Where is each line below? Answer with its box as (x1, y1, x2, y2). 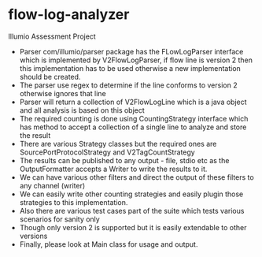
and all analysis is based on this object (19, 105, 146, 115)
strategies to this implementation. (19, 197, 128, 207)
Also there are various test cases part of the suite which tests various (19, 206, 245, 215)
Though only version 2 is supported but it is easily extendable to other (19, 222, 247, 232)
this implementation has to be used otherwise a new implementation (19, 63, 242, 73)
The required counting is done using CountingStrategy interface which (19, 114, 249, 123)
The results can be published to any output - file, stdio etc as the (19, 155, 230, 165)
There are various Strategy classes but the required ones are (19, 139, 217, 148)
